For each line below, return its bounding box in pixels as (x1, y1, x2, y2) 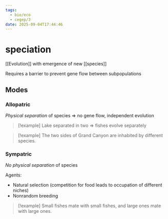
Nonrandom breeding (12, 193, 58, 199)
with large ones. (17, 208, 52, 214)
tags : (5, 7, 17, 13)
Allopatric (5, 101, 31, 108)
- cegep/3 (10, 17, 31, 22)
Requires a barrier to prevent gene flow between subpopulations (5, 71, 142, 77)
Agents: (5, 172, 22, 178)
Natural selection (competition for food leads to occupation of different (12, 182, 162, 188)
